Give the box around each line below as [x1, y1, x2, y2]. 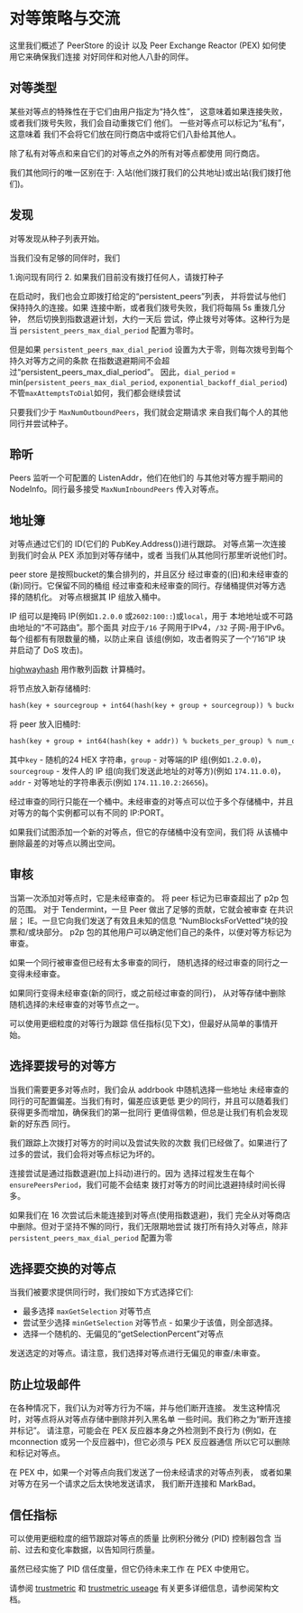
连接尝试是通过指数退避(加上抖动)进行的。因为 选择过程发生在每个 [9, 1167, 255, 1178]
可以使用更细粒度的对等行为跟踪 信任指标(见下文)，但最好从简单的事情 [9, 1018, 271, 1029]
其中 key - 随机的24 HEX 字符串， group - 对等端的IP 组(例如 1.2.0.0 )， [9, 754, 266, 765]
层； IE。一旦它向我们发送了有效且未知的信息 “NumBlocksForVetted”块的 [9, 915, 280, 926]
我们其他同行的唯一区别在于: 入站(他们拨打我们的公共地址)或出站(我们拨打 [9, 166, 284, 177]
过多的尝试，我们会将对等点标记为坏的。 [9, 1148, 160, 1159]
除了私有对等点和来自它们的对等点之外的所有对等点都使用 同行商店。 [9, 147, 264, 158]
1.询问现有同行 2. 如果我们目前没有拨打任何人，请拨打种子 [9, 271, 225, 282]
